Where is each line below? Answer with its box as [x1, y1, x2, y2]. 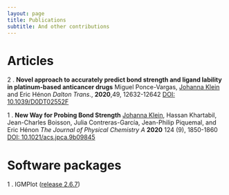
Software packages [7, 157, 122, 173]
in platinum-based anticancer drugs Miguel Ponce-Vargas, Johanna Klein [7, 83, 220, 91]
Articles [7, 53, 54, 68]
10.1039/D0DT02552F [7, 98, 69, 106]
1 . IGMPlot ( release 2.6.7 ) [7, 180, 81, 189]
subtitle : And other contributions [7, 23, 110, 30]
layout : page [7, 10, 45, 17]
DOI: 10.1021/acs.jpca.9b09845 [7, 133, 95, 142]
